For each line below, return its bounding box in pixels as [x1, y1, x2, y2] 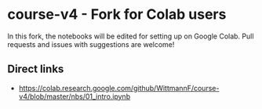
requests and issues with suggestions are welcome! [7, 39, 175, 49]
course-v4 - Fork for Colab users [7, 5, 227, 24]
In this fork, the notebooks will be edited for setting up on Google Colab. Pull [7, 31, 254, 41]
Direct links [7, 63, 64, 76]
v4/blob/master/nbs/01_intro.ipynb [18, 92, 131, 101]
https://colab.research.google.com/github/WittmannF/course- [18, 83, 220, 93]
